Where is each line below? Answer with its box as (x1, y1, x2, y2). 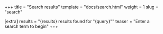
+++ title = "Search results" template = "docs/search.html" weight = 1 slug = (4, 4, 159, 10)
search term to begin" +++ (4, 23, 59, 29)
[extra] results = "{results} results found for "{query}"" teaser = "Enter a (4, 19, 150, 24)
